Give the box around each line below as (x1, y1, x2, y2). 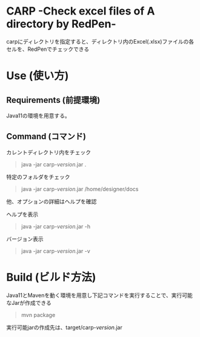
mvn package (21, 311, 56, 318)
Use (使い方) (6, 69, 69, 83)
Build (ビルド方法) (6, 270, 96, 284)
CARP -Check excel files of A (6, 4, 155, 18)
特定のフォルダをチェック (6, 173, 70, 180)
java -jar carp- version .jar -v (21, 247, 91, 255)
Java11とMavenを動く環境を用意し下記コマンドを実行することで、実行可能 (6, 292, 193, 299)
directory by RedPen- (6, 17, 116, 31)
